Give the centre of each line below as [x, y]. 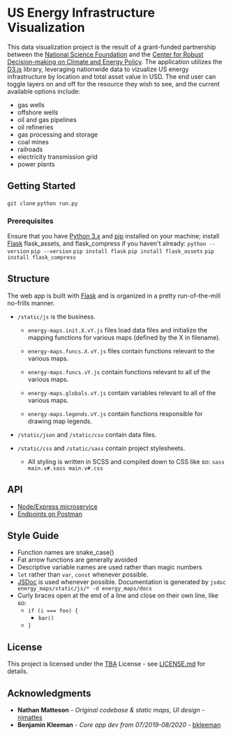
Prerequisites [30, 221]
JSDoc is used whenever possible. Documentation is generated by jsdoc [122, 582]
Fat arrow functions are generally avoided [77, 560]
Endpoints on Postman [50, 514]
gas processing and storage [58, 135]
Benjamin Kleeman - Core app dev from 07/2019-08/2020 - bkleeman [119, 725]
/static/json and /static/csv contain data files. [87, 434]
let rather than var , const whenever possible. [83, 575]
